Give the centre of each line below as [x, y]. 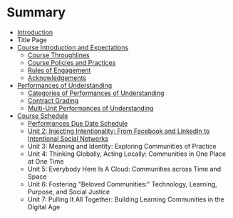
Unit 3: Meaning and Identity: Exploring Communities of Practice [122, 146]
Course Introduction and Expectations [73, 47]
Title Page [32, 39]
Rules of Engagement [59, 70]
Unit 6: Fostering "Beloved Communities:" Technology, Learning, [123, 184]
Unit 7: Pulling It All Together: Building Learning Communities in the [126, 199]
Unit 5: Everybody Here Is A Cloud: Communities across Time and [124, 169]
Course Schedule [42, 116]
